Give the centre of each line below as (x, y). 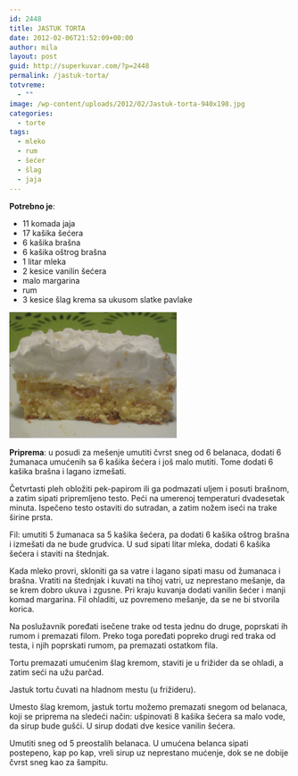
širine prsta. (31, 517)
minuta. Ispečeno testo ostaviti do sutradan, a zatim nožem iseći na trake (143, 507)
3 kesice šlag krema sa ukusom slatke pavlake (108, 299)
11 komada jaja (49, 223)
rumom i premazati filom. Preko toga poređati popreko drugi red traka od (143, 635)
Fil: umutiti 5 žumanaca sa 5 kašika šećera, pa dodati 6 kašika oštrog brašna (149, 534)
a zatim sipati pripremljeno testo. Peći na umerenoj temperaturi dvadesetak (147, 498)
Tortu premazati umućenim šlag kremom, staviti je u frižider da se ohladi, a (146, 662)
